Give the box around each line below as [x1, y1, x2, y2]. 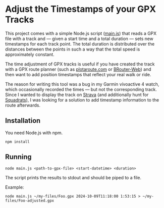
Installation [5, 116, 41, 125]
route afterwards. [5, 102, 41, 108]
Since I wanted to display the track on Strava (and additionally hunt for [5, 92, 149, 98]
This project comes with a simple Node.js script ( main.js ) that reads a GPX [5, 30, 157, 36]
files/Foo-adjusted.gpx [5, 198, 55, 203]
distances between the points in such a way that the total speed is [5, 46, 140, 52]
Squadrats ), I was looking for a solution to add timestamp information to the [5, 97, 160, 103]
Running [5, 153, 32, 161]
